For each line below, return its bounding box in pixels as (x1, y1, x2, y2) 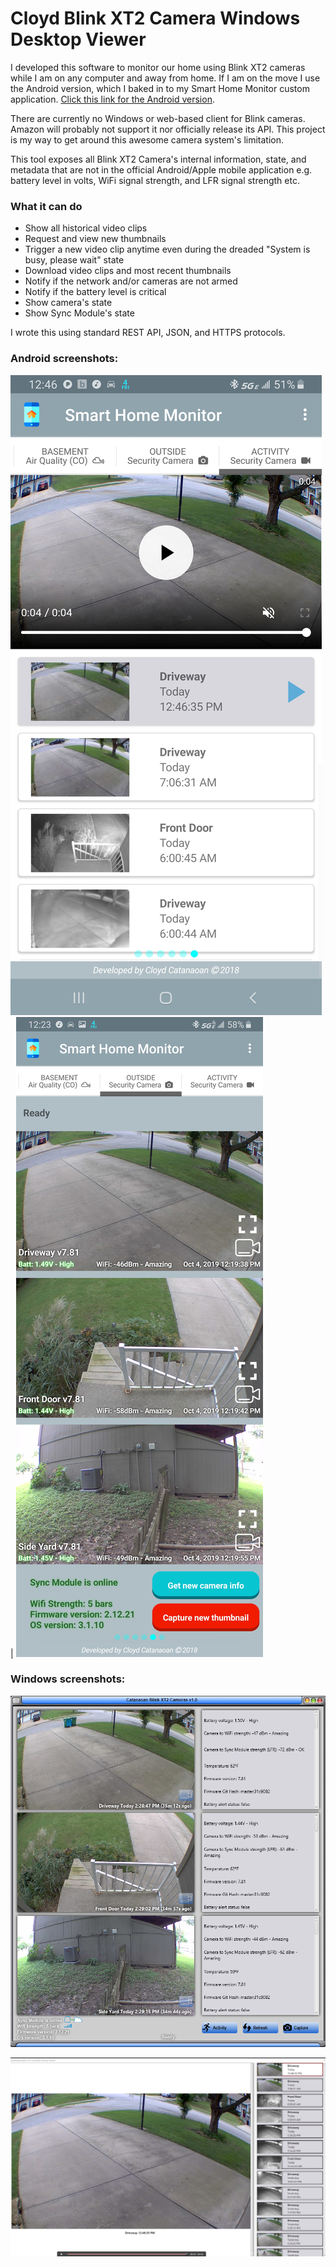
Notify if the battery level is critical (24, 286, 167, 298)
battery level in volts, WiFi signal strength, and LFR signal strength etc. (10, 174, 300, 186)
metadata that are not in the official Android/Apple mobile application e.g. (10, 163, 313, 176)
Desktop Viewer (10, 28, 147, 51)
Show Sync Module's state (24, 307, 135, 319)
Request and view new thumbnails (24, 233, 167, 245)
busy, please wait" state (24, 254, 125, 266)
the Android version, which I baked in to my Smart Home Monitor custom (10, 82, 310, 94)
